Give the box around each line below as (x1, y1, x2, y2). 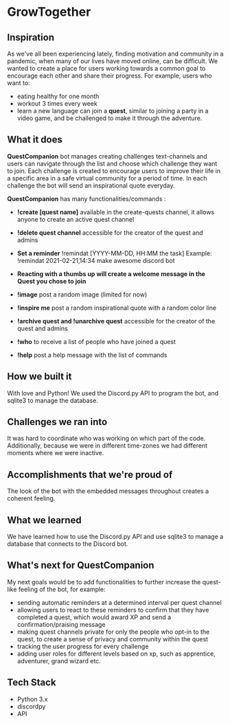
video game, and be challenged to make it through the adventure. (16, 114, 203, 122)
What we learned (7, 514, 82, 526)
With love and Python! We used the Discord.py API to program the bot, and (7, 389, 219, 397)
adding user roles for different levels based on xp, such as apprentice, (16, 650, 216, 658)
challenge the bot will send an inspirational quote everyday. (7, 181, 175, 190)
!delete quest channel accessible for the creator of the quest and (16, 228, 204, 237)
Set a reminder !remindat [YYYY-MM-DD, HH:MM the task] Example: (16, 249, 212, 257)
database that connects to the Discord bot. (7, 540, 128, 548)
